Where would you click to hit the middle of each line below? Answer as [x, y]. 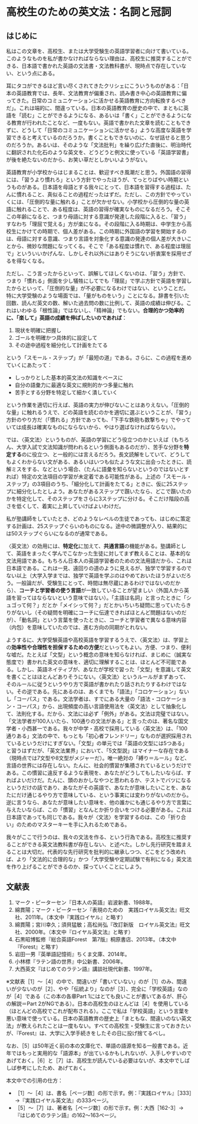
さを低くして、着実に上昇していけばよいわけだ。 [65, 506]
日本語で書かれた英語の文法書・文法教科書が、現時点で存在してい [101, 66]
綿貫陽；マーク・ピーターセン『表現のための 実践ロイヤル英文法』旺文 [102, 909]
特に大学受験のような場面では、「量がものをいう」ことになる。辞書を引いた [98, 295]
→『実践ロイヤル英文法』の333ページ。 [63, 1100]
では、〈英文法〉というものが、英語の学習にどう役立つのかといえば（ [90, 440]
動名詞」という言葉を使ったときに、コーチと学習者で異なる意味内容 [104, 620]
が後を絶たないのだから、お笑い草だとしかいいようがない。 [78, 160]
